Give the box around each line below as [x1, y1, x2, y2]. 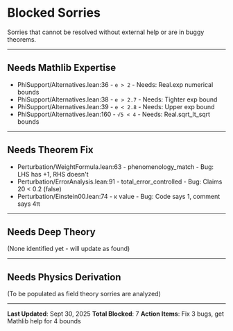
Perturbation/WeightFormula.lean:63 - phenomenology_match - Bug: [17, 162, 214, 171]
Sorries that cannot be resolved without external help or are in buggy [7, 28, 205, 36]
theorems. [7, 35, 37, 43]
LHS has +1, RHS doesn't [17, 170, 89, 178]
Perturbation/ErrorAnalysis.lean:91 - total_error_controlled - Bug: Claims [17, 177, 223, 186]
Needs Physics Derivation [7, 271, 121, 283]
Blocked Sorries [7, 5, 101, 21]
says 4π [17, 200, 40, 208]
